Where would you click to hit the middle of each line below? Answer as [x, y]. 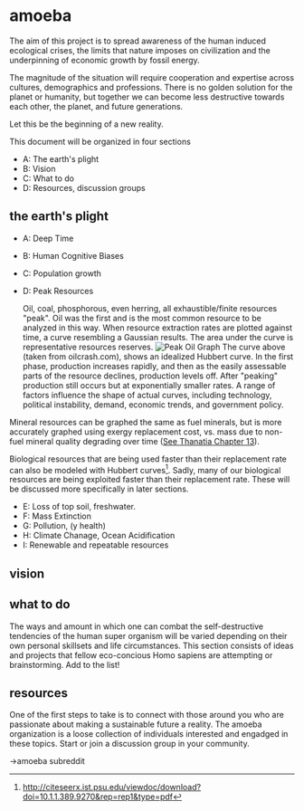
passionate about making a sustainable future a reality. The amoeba [136, 724]
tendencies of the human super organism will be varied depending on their [148, 635]
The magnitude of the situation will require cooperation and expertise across [152, 77]
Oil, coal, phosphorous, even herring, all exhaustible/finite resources [150, 308]
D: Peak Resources [58, 291]
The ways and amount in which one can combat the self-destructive [137, 626]
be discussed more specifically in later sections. [99, 489]
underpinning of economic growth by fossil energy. [105, 60]
